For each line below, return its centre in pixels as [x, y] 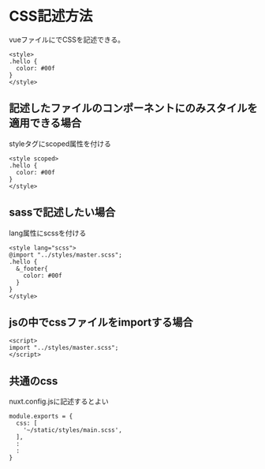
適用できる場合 [45, 123]
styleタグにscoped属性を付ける [60, 144]
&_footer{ [32, 268]
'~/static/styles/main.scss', [73, 430]
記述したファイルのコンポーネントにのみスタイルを [133, 109]
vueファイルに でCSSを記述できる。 [67, 39]
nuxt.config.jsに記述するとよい [59, 401]
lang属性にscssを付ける [48, 233]
